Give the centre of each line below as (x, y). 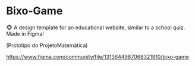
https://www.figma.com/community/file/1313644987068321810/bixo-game (97, 56)
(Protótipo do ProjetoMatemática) (47, 45)
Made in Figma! (25, 33)
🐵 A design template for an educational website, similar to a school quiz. (96, 27)
